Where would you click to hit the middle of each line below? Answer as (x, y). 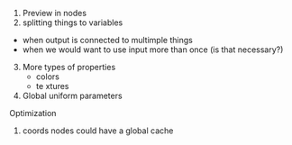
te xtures (52, 86)
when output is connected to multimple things (108, 40)
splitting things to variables (73, 23)
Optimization (33, 113)
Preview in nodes (55, 13)
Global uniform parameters (73, 95)
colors (48, 77)
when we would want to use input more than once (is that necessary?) (153, 50)
